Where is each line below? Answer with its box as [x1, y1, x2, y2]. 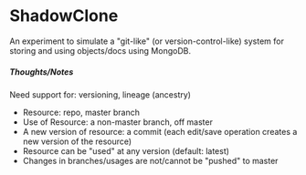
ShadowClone [9, 5, 119, 26]
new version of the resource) [22, 136, 132, 147]
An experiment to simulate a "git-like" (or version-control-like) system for [9, 36, 285, 46]
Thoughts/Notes [9, 66, 74, 77]
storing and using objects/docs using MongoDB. [9, 45, 192, 56]
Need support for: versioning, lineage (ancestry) [9, 88, 192, 100]
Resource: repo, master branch [22, 107, 140, 118]
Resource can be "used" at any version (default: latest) [22, 145, 230, 156]
